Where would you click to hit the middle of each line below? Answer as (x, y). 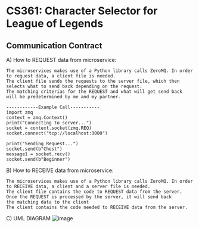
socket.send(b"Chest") (34, 149)
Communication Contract (54, 46)
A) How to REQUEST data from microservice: (61, 60)
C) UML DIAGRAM (28, 218)
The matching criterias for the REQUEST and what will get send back (94, 92)
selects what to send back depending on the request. (74, 86)
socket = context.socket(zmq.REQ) (49, 128)
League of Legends (55, 24)
